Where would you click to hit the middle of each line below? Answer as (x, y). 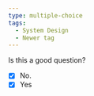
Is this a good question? (47, 60)
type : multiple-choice (45, 15)
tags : (17, 23)
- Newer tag (35, 38)
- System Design (42, 30)
